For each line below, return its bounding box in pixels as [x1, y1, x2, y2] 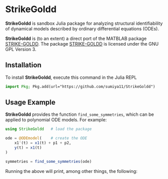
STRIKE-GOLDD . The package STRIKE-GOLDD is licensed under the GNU [5, 40, 159, 47]
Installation [5, 61, 42, 69]
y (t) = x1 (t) [14, 145, 42, 150]
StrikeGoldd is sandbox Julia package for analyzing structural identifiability [5, 20, 163, 26]
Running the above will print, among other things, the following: [5, 168, 138, 174]
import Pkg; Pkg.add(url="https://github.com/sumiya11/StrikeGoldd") [5, 84, 156, 89]
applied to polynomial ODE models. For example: [5, 117, 107, 123]
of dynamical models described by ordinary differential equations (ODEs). [5, 25, 159, 31]
